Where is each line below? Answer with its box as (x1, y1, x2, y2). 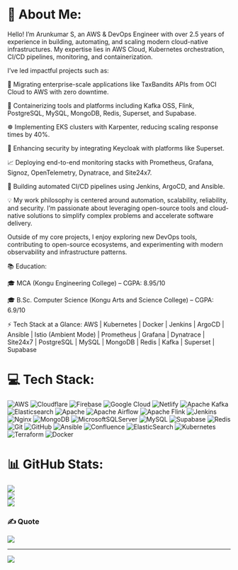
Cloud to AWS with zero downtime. (7, 87, 109, 96)
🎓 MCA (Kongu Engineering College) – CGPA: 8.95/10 (7, 278, 166, 287)
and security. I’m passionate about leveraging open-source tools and (7, 204, 208, 212)
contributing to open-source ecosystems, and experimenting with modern (7, 240, 223, 248)
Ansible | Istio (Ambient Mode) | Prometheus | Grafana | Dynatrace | (7, 330, 205, 339)
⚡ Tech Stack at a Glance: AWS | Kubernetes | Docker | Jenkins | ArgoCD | (7, 319, 225, 329)
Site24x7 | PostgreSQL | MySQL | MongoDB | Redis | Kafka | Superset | (7, 337, 215, 346)
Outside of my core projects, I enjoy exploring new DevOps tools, (7, 232, 198, 241)
